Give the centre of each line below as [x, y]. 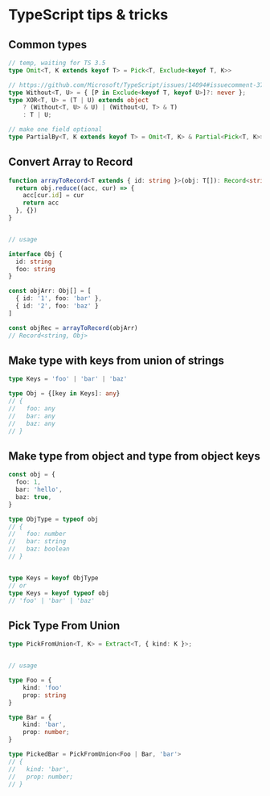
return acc [41, 203]
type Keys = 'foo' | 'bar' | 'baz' [68, 379]
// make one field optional [55, 130]
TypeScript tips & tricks [88, 15]
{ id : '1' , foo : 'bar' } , [59, 299]
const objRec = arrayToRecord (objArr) [73, 328]
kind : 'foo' [43, 687]
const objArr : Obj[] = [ [50, 291]
